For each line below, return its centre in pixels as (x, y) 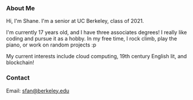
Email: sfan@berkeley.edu (38, 91)
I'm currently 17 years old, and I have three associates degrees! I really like (97, 32)
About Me (21, 8)
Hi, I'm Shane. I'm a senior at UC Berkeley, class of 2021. (75, 21)
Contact (18, 78)
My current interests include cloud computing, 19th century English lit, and (97, 56)
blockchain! (20, 62)
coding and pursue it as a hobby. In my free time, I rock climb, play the (91, 39)
